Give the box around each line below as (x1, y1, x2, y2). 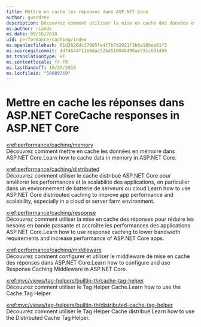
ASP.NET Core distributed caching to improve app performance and (6, 191, 173, 199)
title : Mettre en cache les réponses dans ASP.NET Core (6, 8, 148, 15)
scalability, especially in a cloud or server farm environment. (6, 197, 155, 205)
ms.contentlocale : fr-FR (6, 59, 68, 65)
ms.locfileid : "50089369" (6, 70, 71, 76)
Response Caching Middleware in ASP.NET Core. (6, 265, 127, 273)
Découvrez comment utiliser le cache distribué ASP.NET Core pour (6, 172, 172, 179)
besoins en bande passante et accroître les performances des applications (6, 222, 191, 229)
